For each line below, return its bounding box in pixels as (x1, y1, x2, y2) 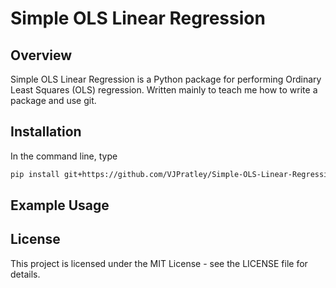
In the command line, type (10, 150, 118, 162)
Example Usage (10, 197, 110, 214)
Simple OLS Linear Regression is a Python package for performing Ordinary (10, 73, 322, 85)
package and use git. (10, 95, 97, 106)
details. (10, 268, 41, 280)
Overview (10, 47, 73, 64)
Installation (10, 123, 82, 141)
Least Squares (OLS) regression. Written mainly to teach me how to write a (10, 84, 318, 96)
